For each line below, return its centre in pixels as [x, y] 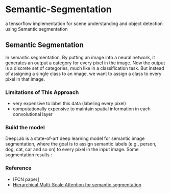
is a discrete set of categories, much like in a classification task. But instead [85, 68]
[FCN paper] [26, 179]
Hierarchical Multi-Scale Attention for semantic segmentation [77, 184]
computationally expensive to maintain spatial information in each [81, 109]
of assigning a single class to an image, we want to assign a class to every [83, 74]
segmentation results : [29, 155]
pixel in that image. [25, 79]
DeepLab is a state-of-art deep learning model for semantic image [75, 138]
